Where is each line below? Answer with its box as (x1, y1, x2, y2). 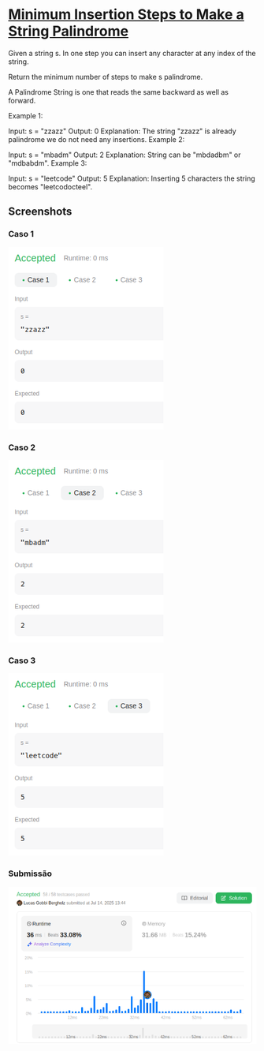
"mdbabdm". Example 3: (8, 158, 87, 167)
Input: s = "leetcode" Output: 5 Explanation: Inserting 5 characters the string (8, 174, 255, 183)
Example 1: (8, 110, 43, 120)
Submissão (8, 868, 53, 879)
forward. (8, 95, 36, 105)
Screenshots (8, 205, 73, 219)
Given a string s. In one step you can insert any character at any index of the (8, 48, 256, 58)
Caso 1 (8, 229, 34, 240)
